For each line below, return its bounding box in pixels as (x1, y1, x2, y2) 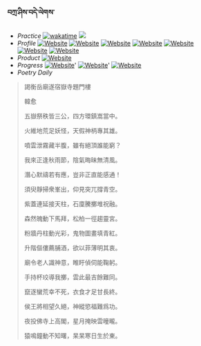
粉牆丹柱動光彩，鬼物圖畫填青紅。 (23, 229, 122, 238)
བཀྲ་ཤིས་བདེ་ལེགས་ (7, 8, 55, 17)
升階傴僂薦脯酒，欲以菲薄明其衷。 (23, 244, 122, 252)
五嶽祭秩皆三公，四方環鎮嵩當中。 (23, 112, 122, 121)
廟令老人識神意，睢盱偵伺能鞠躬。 (23, 258, 122, 267)
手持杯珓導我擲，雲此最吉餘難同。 (23, 273, 122, 281)
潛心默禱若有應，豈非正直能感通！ (23, 170, 122, 179)
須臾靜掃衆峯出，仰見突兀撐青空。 (23, 185, 122, 194)
